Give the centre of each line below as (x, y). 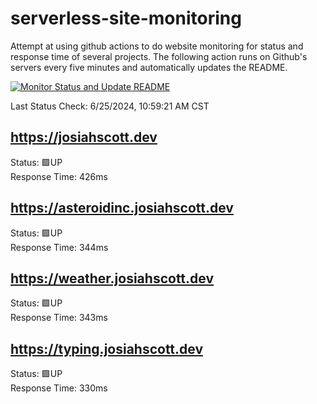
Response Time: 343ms (59, 318)
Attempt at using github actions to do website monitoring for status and (157, 46)
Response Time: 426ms (59, 176)
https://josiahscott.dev (84, 137)
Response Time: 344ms (59, 247)
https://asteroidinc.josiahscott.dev (122, 208)
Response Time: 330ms (59, 388)
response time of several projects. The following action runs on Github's (159, 56)
